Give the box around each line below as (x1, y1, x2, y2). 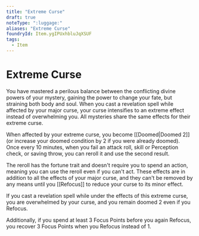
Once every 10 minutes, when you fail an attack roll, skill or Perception (6, 143, 179, 151)
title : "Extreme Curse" (6, 8, 66, 15)
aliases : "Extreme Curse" (6, 25, 70, 32)
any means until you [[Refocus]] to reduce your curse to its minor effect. (6, 180, 184, 188)
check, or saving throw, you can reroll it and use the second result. (6, 150, 170, 157)
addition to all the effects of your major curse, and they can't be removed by (6, 174, 193, 181)
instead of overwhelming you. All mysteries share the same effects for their (6, 113, 191, 120)
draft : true (6, 14, 36, 20)
